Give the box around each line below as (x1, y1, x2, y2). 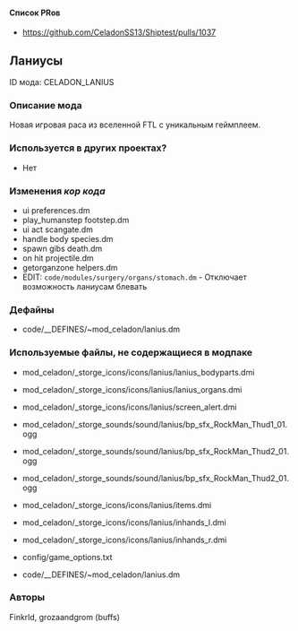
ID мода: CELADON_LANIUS (9, 77, 115, 88)
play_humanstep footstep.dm (21, 214, 130, 225)
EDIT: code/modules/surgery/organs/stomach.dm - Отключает (21, 272, 248, 282)
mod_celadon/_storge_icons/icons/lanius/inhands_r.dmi (21, 534, 227, 545)
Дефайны (9, 303, 55, 315)
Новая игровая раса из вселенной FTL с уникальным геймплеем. (9, 119, 261, 130)
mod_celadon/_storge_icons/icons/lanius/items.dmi (21, 499, 212, 510)
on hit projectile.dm (21, 252, 94, 264)
